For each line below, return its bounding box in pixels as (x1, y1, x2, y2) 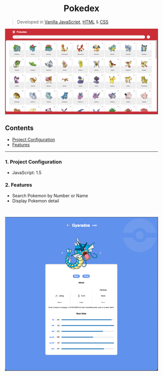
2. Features (5, 181, 33, 188)
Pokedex (64, 3, 99, 14)
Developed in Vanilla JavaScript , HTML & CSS (16, 19, 109, 25)
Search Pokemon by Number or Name (12, 193, 88, 198)
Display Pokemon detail (12, 197, 59, 204)
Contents (5, 124, 34, 132)
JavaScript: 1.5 (12, 169, 42, 175)
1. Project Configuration (5, 159, 62, 165)
